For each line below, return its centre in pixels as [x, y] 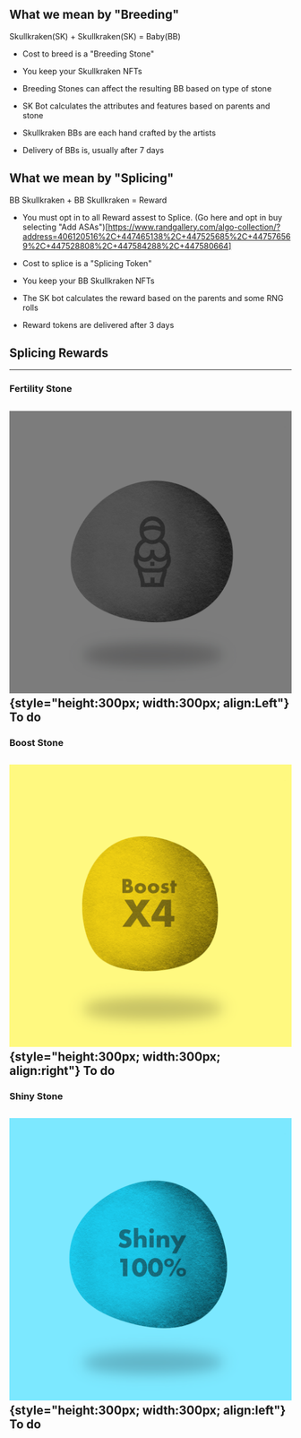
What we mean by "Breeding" [94, 15]
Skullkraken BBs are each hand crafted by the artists [119, 133]
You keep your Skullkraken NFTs [82, 71]
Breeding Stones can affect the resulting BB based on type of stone [147, 88]
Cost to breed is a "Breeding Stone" [88, 54]
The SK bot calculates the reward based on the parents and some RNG [153, 298]
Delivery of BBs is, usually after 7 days [93, 150]
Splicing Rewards [59, 353]
